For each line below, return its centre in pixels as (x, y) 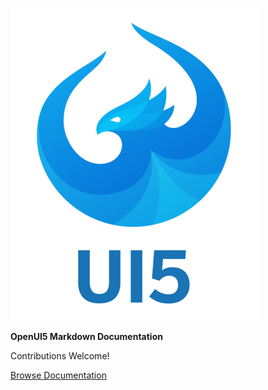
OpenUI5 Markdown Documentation (86, 336)
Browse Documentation (58, 375)
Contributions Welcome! (60, 356)
